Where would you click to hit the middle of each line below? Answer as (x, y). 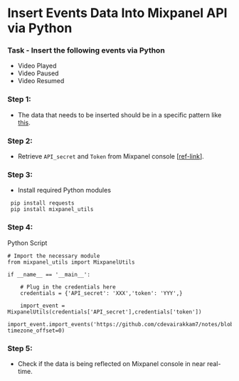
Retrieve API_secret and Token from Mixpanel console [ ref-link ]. (111, 156)
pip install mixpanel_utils (52, 210)
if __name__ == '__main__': (49, 274)
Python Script (27, 242)
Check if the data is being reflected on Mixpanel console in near (111, 363)
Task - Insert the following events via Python (86, 50)
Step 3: (20, 175)
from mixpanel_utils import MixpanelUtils (71, 262)
